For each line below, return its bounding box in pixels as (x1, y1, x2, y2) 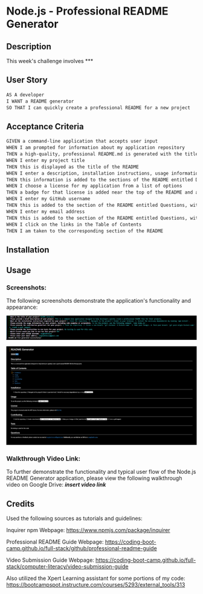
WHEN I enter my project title (6, 157, 85, 163)
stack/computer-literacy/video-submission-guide (6, 563, 129, 570)
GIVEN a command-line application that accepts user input (6, 138, 158, 144)
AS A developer (6, 92, 45, 98)
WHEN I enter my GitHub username (6, 196, 91, 202)
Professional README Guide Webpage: (6, 538, 104, 545)
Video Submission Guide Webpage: (6, 556, 95, 564)
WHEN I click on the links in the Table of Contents (6, 221, 142, 228)
